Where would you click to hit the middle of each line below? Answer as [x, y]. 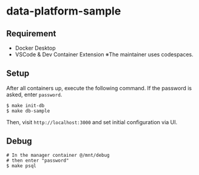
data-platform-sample [64, 11]
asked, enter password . [34, 94]
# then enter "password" [38, 160]
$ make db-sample [28, 111]
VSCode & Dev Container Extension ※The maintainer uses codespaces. [104, 54]
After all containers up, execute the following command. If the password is [99, 88]
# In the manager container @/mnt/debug [58, 155]
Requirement [31, 34]
